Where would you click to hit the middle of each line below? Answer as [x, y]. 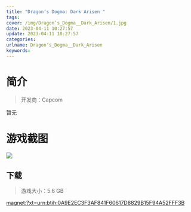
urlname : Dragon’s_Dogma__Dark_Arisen [54, 45]
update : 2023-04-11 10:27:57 [42, 34]
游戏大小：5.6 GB [42, 191]
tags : [13, 17]
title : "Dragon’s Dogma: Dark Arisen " [56, 12]
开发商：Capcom [42, 100]
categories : [21, 39]
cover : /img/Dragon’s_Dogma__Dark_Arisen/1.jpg [67, 23]
